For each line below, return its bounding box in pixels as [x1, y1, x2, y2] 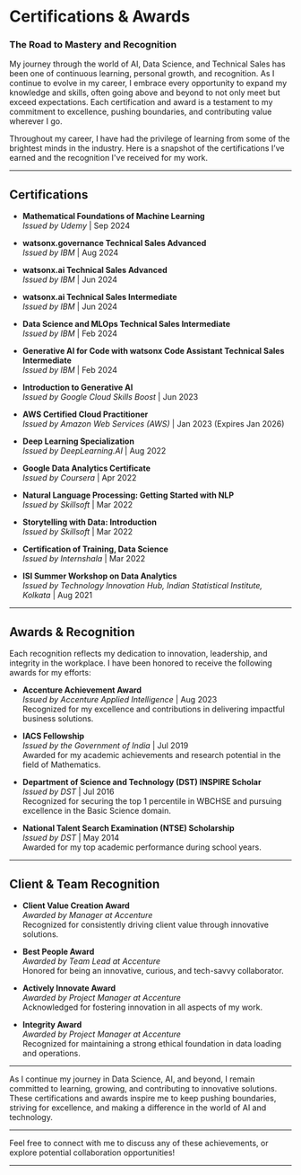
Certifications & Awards [9, 6, 191, 27]
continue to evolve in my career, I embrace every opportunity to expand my [9, 78, 288, 89]
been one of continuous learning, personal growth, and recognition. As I [9, 68, 275, 79]
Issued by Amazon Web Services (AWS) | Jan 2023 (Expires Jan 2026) [21, 419, 285, 429]
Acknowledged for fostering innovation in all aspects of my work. [21, 1002, 262, 1012]
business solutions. [21, 713, 94, 724]
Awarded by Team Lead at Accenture [21, 955, 161, 967]
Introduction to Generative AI [21, 382, 133, 393]
